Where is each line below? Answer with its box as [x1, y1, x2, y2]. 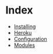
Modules [13, 42, 36, 49]
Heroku [13, 29, 32, 36]
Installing [13, 23, 36, 30]
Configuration [13, 35, 47, 42]
